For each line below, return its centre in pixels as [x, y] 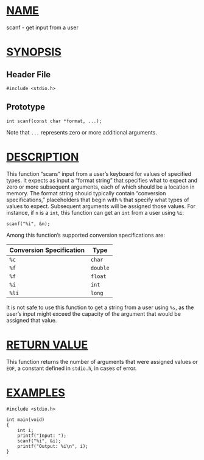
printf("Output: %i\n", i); [53, 446]
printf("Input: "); [42, 436]
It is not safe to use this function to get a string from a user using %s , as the [100, 307]
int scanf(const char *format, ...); [54, 121]
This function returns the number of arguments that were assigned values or [102, 361]
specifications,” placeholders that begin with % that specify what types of [98, 200]
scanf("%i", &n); [28, 224]
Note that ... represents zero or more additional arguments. [82, 132]
